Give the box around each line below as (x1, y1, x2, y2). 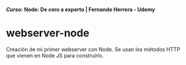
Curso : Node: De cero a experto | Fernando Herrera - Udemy (6, 6, 156, 13)
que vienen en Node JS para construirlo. (6, 52, 104, 59)
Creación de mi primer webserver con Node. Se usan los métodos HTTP (6, 46, 180, 53)
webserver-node (6, 26, 89, 39)
